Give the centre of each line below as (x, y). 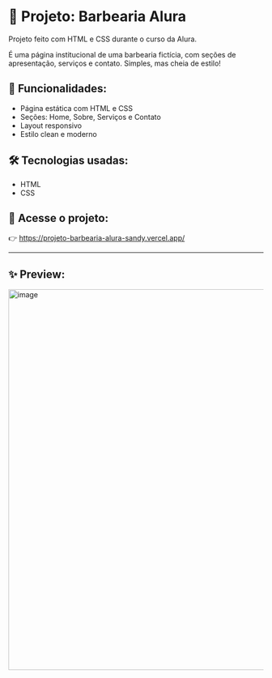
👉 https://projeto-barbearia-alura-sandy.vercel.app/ (97, 238)
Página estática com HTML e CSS (76, 108)
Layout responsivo (51, 126)
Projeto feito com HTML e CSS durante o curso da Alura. (102, 39)
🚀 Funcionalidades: (58, 89)
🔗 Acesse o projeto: (59, 218)
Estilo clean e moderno (58, 134)
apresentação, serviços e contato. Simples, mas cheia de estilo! (115, 63)
